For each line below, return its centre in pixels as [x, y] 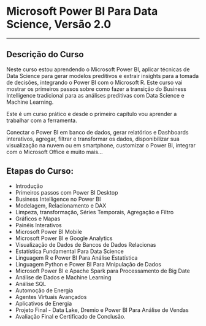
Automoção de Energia [44, 290]
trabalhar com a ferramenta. [42, 120]
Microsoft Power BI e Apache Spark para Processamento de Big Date [102, 271]
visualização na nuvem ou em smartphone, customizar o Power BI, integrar [101, 145]
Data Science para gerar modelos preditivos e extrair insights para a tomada [103, 76]
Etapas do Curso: [40, 171]
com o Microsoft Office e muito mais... [55, 152]
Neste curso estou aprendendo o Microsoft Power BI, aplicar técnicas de [98, 69]
